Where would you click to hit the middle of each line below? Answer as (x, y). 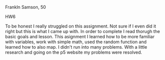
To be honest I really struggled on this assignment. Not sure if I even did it (81, 26)
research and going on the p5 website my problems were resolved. (74, 52)
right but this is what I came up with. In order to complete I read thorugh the (82, 31)
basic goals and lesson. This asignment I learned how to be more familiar (80, 37)
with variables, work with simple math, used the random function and (76, 42)
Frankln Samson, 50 (26, 7)
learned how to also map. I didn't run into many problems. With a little (76, 47)
